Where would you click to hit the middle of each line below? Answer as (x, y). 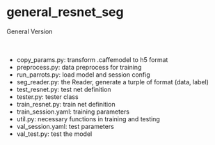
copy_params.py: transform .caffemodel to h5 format (92, 59)
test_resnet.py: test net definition (64, 89)
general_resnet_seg (65, 12)
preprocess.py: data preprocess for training (79, 67)
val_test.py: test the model (54, 134)
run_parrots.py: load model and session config (83, 75)
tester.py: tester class (47, 97)
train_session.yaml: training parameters (73, 112)
